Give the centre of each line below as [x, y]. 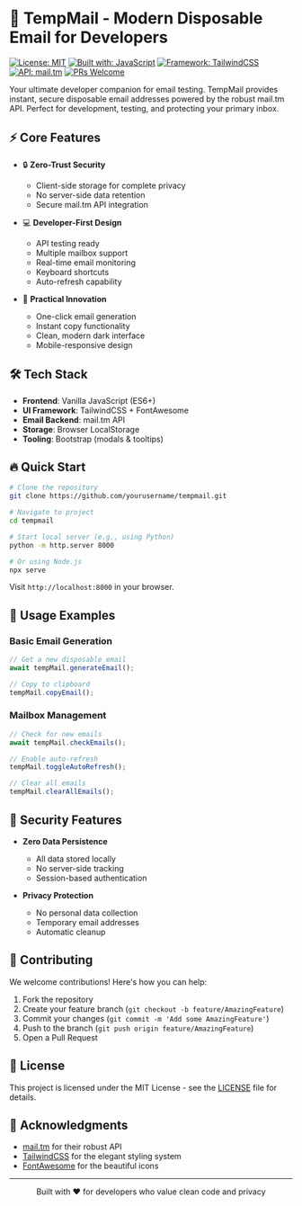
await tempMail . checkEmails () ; [68, 742]
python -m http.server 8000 [62, 545]
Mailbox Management [58, 716]
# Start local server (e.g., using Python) [92, 537]
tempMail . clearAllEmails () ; [62, 792]
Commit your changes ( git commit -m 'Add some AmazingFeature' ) [146, 1018]
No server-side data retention [90, 195]
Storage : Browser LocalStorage [81, 429]
